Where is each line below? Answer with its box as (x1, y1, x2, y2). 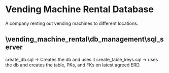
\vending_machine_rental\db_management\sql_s (5, 35, 164, 44)
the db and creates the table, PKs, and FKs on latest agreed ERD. (5, 62, 141, 68)
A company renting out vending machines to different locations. (5, 20, 139, 26)
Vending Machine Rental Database (5, 4, 154, 15)
